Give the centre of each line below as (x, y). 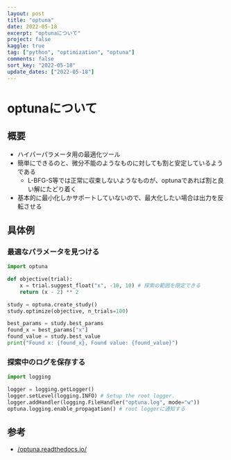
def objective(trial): (40, 279)
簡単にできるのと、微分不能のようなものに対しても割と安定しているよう (120, 163)
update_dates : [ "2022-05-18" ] (51, 72)
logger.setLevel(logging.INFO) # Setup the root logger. (91, 396)
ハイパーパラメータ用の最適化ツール (69, 154)
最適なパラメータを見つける (53, 252)
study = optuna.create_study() (52, 304)
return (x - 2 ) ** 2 (49, 292)
